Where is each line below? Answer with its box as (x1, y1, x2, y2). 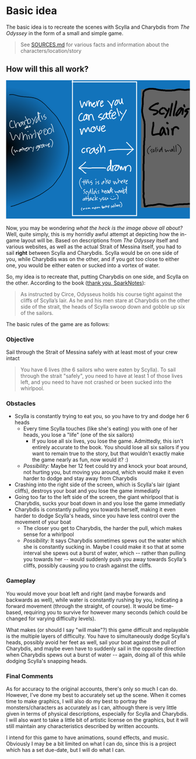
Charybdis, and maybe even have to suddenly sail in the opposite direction (6, 645, 185, 652)
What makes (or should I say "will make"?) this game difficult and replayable (6, 626, 189, 633)
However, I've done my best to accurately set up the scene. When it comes (6, 691, 187, 698)
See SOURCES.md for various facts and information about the (20, 41, 169, 48)
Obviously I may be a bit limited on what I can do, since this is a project (6, 740, 177, 747)
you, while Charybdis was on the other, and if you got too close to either (6, 255, 180, 262)
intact (6, 355, 20, 362)
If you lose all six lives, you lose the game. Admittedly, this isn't (32, 437, 184, 445)
